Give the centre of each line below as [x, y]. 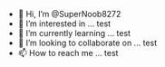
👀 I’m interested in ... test [64, 24]
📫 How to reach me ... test [68, 53]
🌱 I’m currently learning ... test [74, 33]
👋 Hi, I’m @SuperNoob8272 [69, 14]
